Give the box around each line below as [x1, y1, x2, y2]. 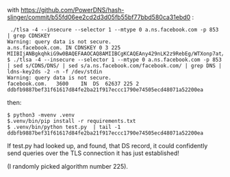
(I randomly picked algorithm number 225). [7, 163, 129, 170]
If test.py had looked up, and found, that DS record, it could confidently [7, 142, 208, 150]
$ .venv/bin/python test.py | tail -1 [7, 123, 121, 130]
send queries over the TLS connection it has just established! [7, 149, 180, 157]
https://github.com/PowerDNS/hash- [20, 6, 125, 14]
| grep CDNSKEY [7, 32, 51, 39]
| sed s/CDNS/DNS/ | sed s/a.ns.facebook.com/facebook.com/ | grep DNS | [7, 62, 222, 69]
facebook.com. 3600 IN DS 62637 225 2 [7, 80, 139, 87]
